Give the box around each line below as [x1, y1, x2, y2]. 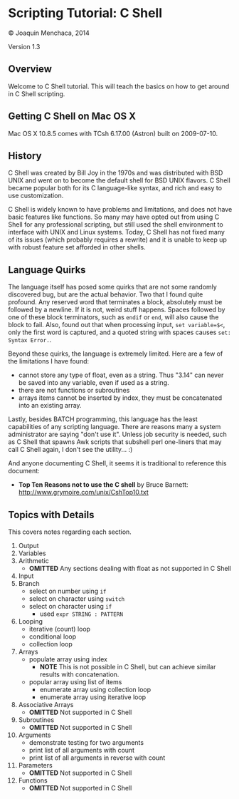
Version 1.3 [8, 42, 41, 51]
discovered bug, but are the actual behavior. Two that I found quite [8, 290, 203, 299]
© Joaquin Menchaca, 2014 [8, 29, 90, 37]
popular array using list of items [28, 678, 122, 686]
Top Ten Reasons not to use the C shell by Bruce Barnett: [18, 480, 188, 489]
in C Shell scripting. [8, 89, 65, 98]
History [8, 150, 42, 162]
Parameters [18, 761, 53, 769]
